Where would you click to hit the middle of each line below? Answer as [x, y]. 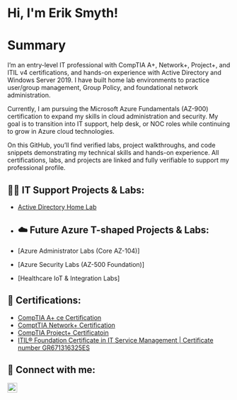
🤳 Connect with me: [51, 370]
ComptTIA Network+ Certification [66, 325]
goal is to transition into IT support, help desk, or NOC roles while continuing [119, 124]
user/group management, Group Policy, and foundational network [103, 88]
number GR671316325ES [54, 348]
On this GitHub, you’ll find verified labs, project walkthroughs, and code [111, 145]
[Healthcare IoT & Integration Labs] [69, 278]
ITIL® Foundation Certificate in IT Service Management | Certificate [115, 340]
